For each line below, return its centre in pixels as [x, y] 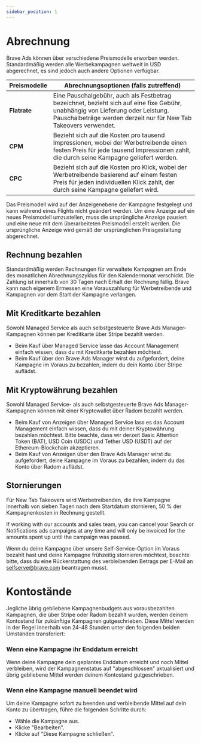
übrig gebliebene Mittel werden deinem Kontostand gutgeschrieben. [90, 675]
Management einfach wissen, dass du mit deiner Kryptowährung [95, 429]
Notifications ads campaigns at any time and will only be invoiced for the [96, 530]
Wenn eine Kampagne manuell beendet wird [72, 690]
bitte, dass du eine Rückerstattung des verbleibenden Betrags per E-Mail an [100, 561]
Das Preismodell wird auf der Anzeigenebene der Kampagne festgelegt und [99, 204]
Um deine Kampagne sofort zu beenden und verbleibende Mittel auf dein [96, 704]
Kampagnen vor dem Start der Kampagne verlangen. [71, 295]
